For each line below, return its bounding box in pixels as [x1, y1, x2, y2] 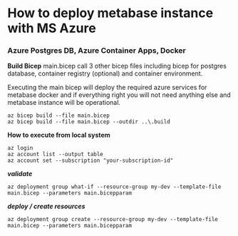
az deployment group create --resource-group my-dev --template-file [7, 216, 219, 223]
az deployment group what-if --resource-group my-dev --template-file [7, 183, 222, 190]
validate [7, 170, 33, 178]
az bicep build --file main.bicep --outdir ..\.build [7, 118, 171, 125]
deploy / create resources [7, 202, 86, 211]
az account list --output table [7, 151, 103, 158]
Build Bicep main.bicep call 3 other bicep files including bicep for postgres [7, 62, 227, 71]
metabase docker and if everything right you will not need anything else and [7, 91, 232, 99]
